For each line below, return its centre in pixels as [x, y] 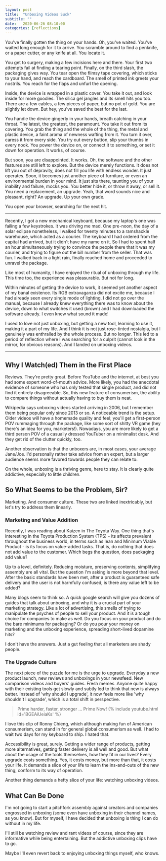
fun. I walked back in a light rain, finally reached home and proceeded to [79, 258]
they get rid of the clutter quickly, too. [43, 439]
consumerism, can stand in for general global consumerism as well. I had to [82, 729]
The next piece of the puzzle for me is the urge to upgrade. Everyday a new [82, 673]
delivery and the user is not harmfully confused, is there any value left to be [82, 583]
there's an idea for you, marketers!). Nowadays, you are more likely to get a [82, 429]
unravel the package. [27, 263]
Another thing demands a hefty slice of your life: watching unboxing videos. [82, 780]
